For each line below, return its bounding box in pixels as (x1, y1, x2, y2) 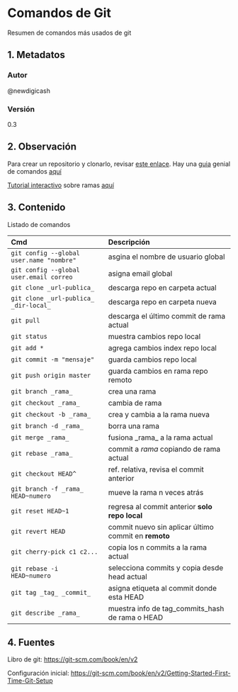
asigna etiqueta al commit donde (108, 583, 217, 593)
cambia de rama (108, 398, 162, 408)
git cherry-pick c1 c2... (11, 547, 98, 556)
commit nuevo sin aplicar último (108, 522, 214, 532)
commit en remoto (108, 530, 170, 540)
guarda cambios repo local (108, 355, 197, 364)
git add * (11, 344, 44, 352)
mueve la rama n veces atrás (108, 487, 204, 497)
